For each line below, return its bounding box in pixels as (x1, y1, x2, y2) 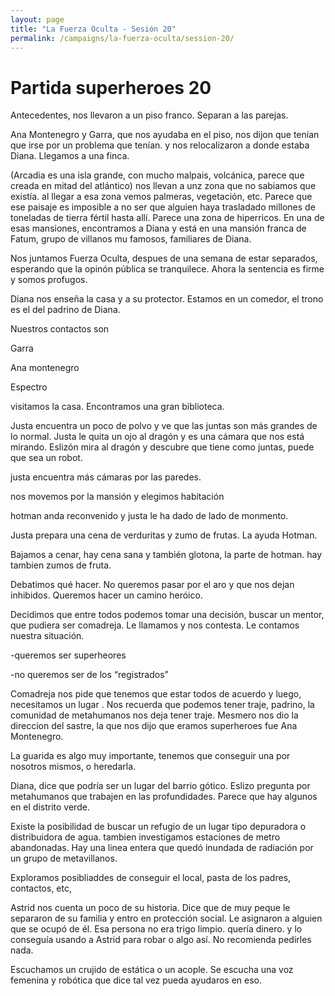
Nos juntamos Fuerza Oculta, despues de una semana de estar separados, (10, 252, 318, 265)
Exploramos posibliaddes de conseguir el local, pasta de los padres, (10, 872, 292, 884)
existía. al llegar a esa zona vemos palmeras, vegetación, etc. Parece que (10, 191, 313, 203)
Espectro (10, 381, 48, 393)
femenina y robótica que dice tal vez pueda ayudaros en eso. (10, 974, 263, 986)
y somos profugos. (10, 274, 88, 286)
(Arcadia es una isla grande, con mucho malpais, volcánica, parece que (10, 169, 305, 181)
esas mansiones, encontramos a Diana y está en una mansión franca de (10, 222, 307, 235)
